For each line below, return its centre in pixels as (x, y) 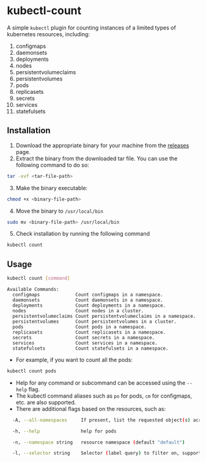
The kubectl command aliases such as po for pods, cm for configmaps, (104, 396)
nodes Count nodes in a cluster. (78, 310)
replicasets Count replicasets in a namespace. (89, 332)
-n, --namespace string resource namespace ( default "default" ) (99, 442)
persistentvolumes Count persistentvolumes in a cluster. (94, 321)
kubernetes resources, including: (49, 34)
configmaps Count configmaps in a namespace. (88, 295)
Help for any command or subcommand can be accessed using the (101, 383)
